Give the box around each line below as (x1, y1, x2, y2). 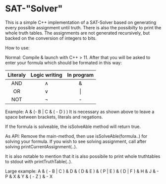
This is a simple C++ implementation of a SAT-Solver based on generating (5, 19, 157, 25)
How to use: (5, 45, 30, 51)
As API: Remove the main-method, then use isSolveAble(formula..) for (5, 133, 148, 139)
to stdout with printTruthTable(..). (5, 158, 72, 164)
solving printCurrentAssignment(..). (5, 143, 77, 149)
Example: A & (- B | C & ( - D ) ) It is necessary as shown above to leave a (5, 109, 155, 115)
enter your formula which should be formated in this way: (5, 60, 122, 65)
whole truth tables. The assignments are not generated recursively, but (5, 30, 150, 36)
